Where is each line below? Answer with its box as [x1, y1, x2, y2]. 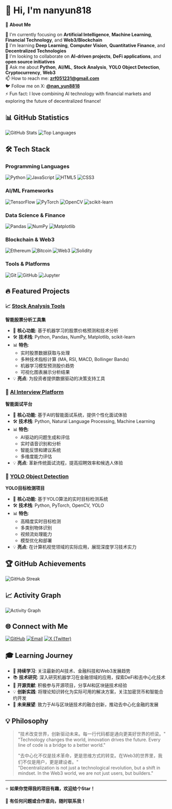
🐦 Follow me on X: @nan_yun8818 [5, 83, 80, 89]
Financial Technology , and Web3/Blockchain [5, 37, 102, 43]
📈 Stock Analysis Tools [5, 302, 66, 309]
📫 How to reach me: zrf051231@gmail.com [5, 75, 100, 81]
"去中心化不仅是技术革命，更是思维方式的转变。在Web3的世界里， [17, 752, 158, 758]
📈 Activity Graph [5, 591, 61, 600]
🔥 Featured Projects [5, 287, 70, 296]
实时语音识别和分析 [20, 440, 61, 446]
